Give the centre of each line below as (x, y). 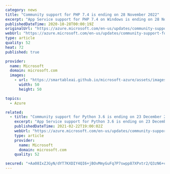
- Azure (18, 103)
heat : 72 (14, 47)
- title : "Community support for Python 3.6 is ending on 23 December (86, 117)
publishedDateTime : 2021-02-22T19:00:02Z (58, 127)
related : (14, 112)
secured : (14, 164)
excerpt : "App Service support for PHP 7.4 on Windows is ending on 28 (82, 19)
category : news (21, 10)
